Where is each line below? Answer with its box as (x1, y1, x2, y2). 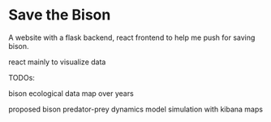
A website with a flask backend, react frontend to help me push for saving (8, 33, 256, 42)
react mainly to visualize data (8, 57, 106, 67)
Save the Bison (8, 6, 111, 24)
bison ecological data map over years (8, 88, 134, 98)
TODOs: (8, 72, 35, 82)
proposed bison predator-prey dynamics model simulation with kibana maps (8, 104, 264, 114)
